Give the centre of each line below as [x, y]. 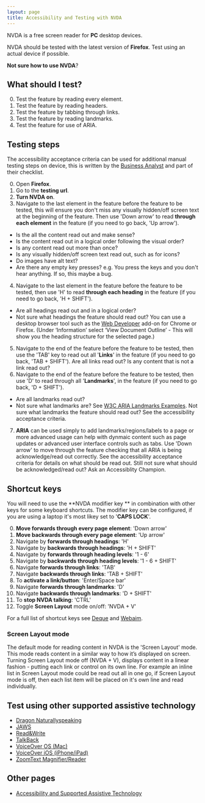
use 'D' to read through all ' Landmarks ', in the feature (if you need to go [106, 381]
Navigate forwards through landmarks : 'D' [70, 587]
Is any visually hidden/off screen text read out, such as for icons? [98, 254]
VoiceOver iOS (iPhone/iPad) [52, 753]
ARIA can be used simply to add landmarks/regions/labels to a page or [105, 431]
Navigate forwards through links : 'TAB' [65, 567]
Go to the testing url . [42, 191]
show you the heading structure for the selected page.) [85, 336]
